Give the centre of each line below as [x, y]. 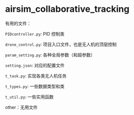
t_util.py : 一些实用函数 [29, 97]
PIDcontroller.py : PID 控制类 [35, 34]
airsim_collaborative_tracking [67, 9]
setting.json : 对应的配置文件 [35, 65]
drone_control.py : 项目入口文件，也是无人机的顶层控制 [61, 44]
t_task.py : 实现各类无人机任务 [36, 76]
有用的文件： [18, 23]
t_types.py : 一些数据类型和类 [35, 86]
